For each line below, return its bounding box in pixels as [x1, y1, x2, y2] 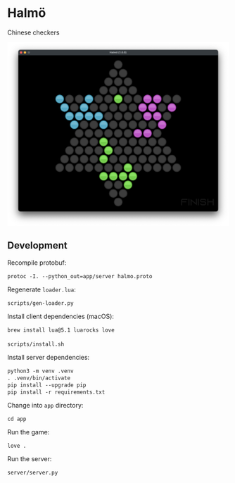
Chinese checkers [7, 28, 60, 37]
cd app [7, 415, 27, 422]
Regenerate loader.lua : [7, 285, 76, 294]
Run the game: [7, 427, 50, 436]
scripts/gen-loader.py [7, 299, 74, 307]
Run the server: [7, 454, 52, 463]
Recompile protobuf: [7, 258, 67, 267]
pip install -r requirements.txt [7, 389, 106, 396]
